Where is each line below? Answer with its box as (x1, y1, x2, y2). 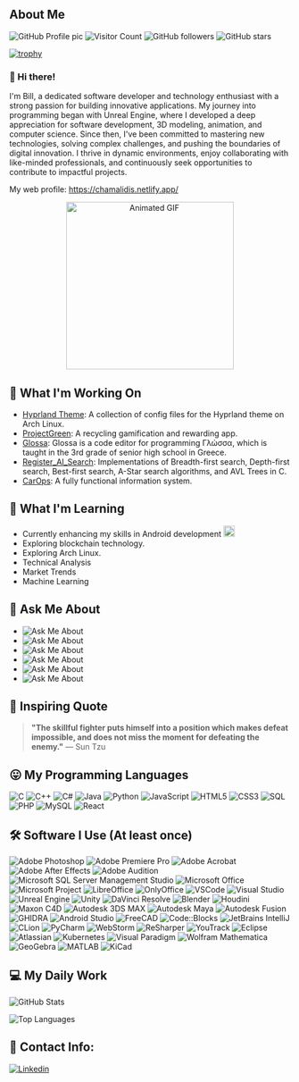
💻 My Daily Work (9, 969, 108, 984)
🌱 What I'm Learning (9, 501, 125, 516)
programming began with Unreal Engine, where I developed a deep (9, 110, 256, 121)
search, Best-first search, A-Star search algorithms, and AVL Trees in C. (21, 466, 287, 476)
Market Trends (21, 566, 77, 577)
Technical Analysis (21, 557, 92, 567)
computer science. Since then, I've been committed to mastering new (9, 129, 265, 139)
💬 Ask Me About (9, 602, 101, 617)
